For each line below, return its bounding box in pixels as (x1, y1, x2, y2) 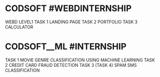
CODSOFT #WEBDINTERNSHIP (5, 3, 132, 14)
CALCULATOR (5, 24, 33, 30)
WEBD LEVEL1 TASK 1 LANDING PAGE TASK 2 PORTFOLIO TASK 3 (5, 19, 138, 25)
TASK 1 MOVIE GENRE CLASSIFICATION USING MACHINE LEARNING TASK (5, 57, 155, 63)
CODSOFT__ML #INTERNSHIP (5, 41, 127, 52)
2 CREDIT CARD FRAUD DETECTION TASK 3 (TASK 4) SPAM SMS (5, 62, 137, 68)
